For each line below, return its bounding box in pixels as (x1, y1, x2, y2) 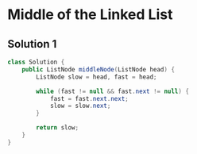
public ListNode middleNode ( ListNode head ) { (21, 65, 176, 73)
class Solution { (7, 58, 65, 66)
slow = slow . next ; (49, 102, 111, 110)
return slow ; (36, 124, 79, 132)
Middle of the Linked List (7, 6, 173, 24)
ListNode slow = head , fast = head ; (36, 73, 157, 81)
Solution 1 (7, 37, 57, 51)
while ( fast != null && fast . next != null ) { (36, 87, 190, 95)
